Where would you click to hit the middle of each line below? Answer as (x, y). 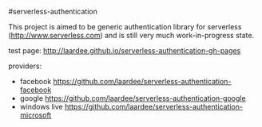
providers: (25, 66)
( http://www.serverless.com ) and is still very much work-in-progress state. (131, 35)
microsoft (36, 115)
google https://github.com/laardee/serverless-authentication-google (133, 98)
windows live (41, 107)
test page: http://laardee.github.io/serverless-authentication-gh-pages (125, 50)
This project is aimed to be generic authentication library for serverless (125, 27)
